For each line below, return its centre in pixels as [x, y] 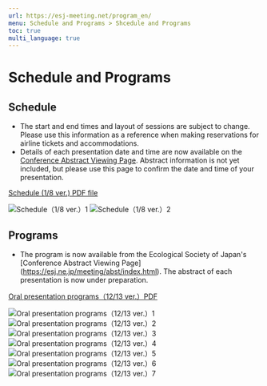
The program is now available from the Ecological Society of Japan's [133, 255]
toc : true [25, 30]
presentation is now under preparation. [84, 280]
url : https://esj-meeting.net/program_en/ [80, 16]
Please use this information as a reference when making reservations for [139, 135]
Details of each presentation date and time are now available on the [131, 152]
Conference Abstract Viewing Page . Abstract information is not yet [130, 160]
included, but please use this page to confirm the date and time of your [137, 169]
